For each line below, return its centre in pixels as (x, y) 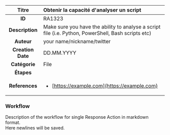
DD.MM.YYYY (60, 53)
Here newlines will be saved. (35, 128)
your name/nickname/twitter (77, 41)
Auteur (23, 41)
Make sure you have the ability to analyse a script (102, 27)
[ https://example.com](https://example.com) (105, 86)
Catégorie (23, 64)
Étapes (23, 72)
